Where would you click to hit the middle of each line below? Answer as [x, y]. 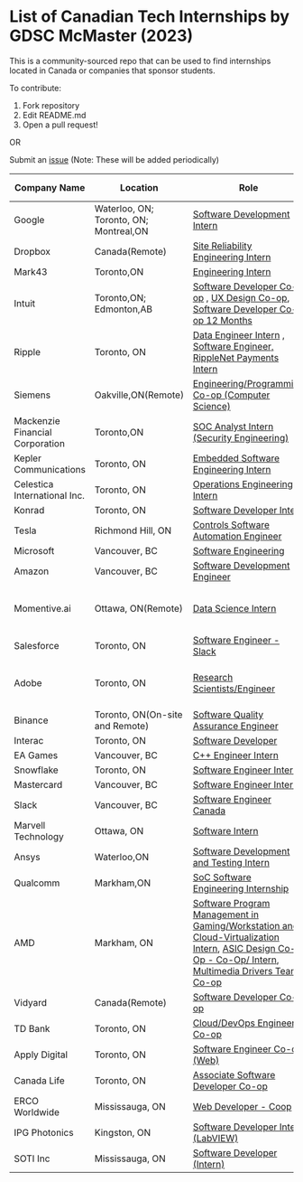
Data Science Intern [234, 608]
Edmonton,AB [124, 309]
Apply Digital [41, 1055]
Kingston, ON [123, 1132]
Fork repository [51, 105]
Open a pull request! [60, 125]
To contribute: [35, 88]
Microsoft [34, 550]
